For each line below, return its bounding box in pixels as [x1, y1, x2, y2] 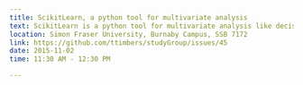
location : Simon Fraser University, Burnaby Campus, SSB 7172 [9, 30, 248, 38]
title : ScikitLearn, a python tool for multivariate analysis [9, 13, 248, 22]
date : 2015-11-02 [9, 47, 75, 55]
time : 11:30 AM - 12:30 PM [9, 55, 111, 64]
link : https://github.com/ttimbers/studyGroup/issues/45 [9, 38, 228, 47]
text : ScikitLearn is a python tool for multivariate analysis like [9, 21, 272, 30]
